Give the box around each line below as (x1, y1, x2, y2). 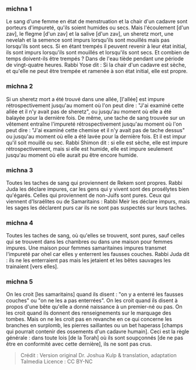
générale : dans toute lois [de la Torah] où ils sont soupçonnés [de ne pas (6, 334, 183, 341)
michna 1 (6, 5, 32, 13)
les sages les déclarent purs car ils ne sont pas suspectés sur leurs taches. (6, 204, 187, 211)
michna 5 (6, 278, 33, 286)
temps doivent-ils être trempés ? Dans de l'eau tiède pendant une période (6, 55, 184, 63)
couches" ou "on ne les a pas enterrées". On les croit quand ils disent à (6, 297, 178, 304)
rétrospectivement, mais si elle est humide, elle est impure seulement (6, 145, 173, 152)
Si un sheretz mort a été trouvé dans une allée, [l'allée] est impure (6, 95, 165, 102)
